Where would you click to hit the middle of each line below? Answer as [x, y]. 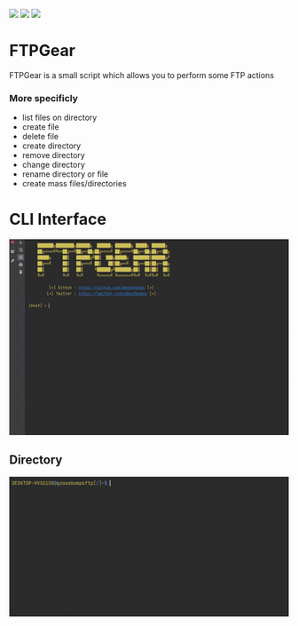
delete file [40, 137]
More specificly [43, 98]
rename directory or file [65, 174]
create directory [51, 146]
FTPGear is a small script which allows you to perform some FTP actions [142, 75]
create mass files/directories [74, 184]
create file [40, 127]
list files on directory [59, 118]
